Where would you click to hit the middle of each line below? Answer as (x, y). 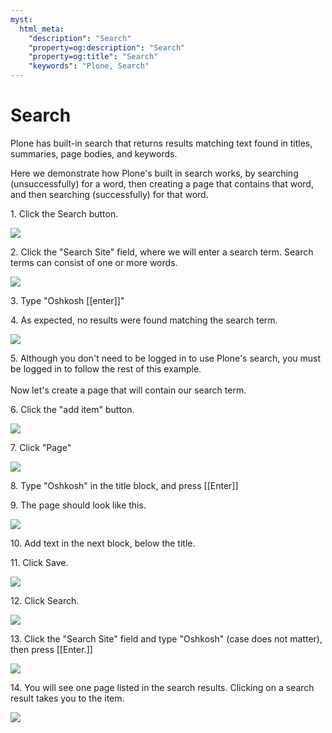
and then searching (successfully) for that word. (109, 194)
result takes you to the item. (67, 698)
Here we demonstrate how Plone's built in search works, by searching (154, 173)
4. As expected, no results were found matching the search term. (144, 320)
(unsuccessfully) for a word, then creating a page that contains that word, (162, 183)
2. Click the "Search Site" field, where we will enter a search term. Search (162, 252)
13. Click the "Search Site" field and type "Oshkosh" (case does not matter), (166, 638)
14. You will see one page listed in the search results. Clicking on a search (162, 687)
